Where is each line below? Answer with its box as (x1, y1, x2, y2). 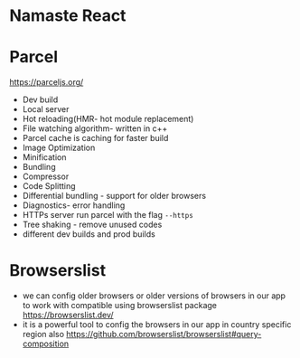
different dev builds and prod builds (22, 229, 155, 240)
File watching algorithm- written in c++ (22, 123, 168, 134)
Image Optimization (22, 142, 96, 154)
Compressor (22, 171, 70, 182)
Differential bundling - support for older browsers (22, 191, 206, 202)
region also (22, 329, 65, 340)
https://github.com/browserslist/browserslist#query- (66, 329, 262, 340)
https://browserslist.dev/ (22, 309, 115, 321)
